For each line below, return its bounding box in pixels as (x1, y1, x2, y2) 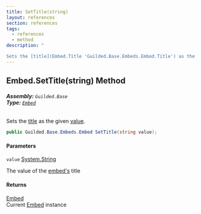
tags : (6, 25, 20, 32)
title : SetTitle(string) (6, 8, 69, 15)
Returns (6, 181, 27, 189)
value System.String (6, 156, 57, 163)
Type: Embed (6, 99, 36, 106)
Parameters (6, 142, 36, 149)
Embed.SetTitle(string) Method (6, 76, 126, 86)
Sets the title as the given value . (6, 118, 85, 125)
